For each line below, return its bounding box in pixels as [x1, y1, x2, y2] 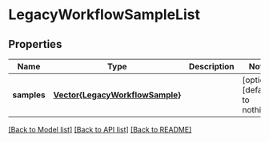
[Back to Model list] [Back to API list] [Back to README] [8, 125, 192, 134]
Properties [8, 37, 62, 51]
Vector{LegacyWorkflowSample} [53, 89, 182, 101]
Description [188, 61, 235, 72]
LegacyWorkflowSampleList [8, 6, 200, 24]
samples [12, 89, 46, 101]
